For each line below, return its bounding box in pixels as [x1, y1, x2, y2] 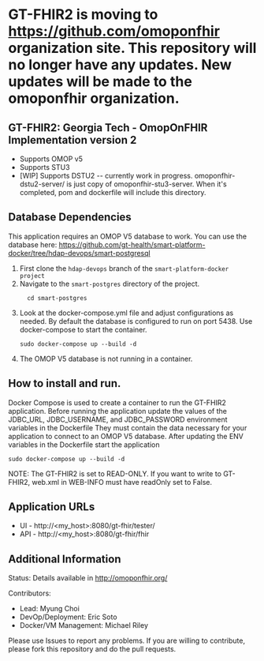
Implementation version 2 [8, 133, 137, 147]
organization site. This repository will [8, 39, 257, 57]
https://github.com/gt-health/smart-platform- [58, 239, 206, 250]
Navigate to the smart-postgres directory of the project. [19, 279, 200, 288]
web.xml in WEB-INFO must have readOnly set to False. [31, 477, 213, 486]
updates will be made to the [8, 73, 193, 91]
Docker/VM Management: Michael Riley [19, 621, 148, 630]
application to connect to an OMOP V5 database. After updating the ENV [8, 431, 244, 441]
